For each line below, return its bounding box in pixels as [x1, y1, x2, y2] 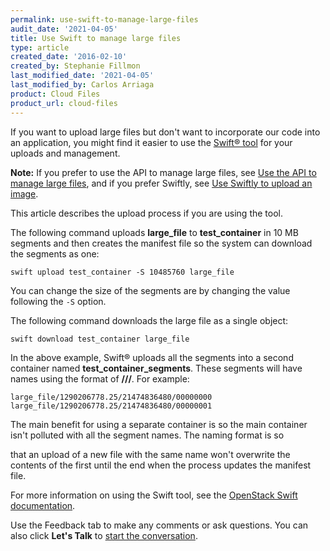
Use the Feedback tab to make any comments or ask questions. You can [10, 519, 309, 531]
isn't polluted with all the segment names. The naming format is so [10, 429, 285, 441]
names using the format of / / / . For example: [10, 372, 190, 385]
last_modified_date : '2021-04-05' [10, 71, 155, 81]
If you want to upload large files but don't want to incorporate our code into [10, 126, 321, 138]
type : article [10, 42, 70, 53]
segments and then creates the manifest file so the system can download [10, 237, 313, 249]
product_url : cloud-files [10, 98, 118, 108]
